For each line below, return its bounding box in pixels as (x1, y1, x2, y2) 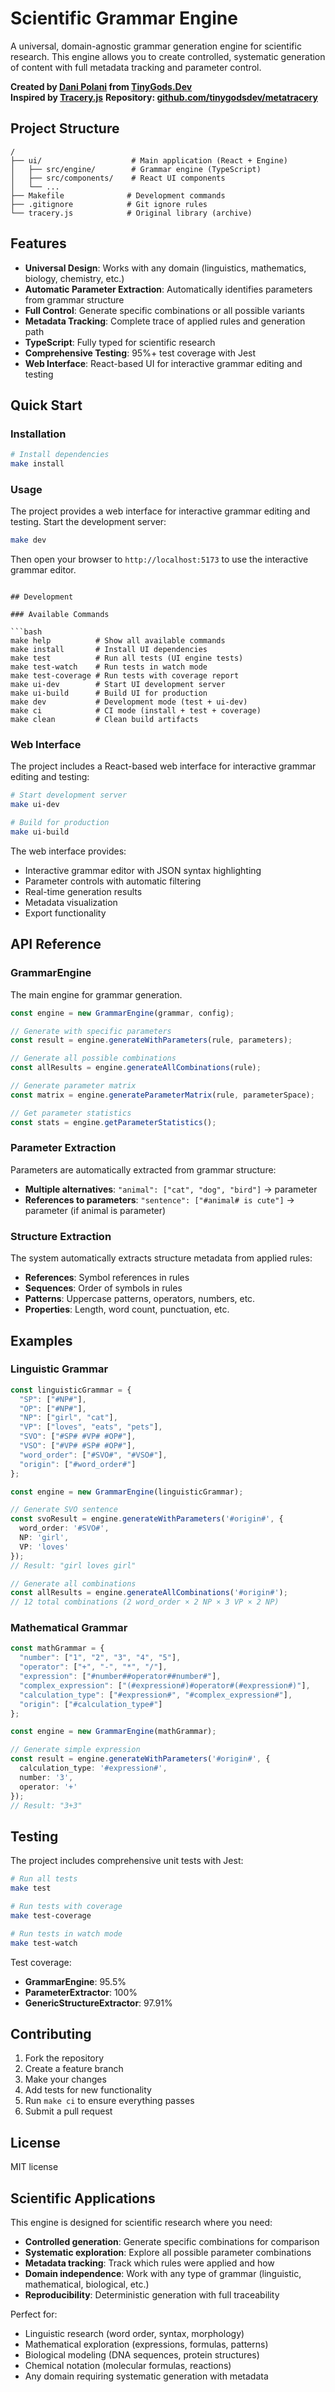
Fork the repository (24, 2052, 105, 2064)
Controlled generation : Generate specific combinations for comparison (24, 2235, 320, 2247)
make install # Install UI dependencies (10, 645, 208, 655)
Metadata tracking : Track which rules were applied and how (24, 2257, 275, 2269)
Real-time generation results (24, 885, 143, 897)
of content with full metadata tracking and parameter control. (10, 61, 262, 73)
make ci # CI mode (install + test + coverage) (10, 706, 262, 716)
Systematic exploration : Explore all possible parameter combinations (24, 2246, 312, 2258)
